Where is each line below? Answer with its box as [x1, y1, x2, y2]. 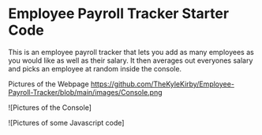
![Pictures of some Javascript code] [8, 118, 125, 127]
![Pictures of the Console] [8, 103, 92, 112]
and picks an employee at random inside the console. [8, 64, 182, 73]
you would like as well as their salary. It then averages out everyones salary [8, 56, 253, 65]
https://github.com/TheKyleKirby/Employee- [90, 79, 235, 89]
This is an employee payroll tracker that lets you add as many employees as [8, 47, 254, 57]
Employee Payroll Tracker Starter [8, 5, 230, 23]
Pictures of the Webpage [8, 79, 89, 89]
